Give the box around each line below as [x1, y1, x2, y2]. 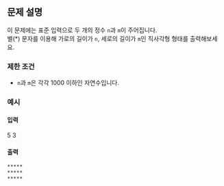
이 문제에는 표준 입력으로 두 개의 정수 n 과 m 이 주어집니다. [7, 26, 158, 34]
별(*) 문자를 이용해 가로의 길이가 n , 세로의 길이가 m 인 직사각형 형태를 [7, 34, 188, 42]
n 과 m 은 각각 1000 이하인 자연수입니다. [16, 79, 120, 87]
